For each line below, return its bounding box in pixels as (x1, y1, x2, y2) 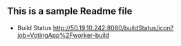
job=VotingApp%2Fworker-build (17, 31, 109, 39)
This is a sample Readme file (7, 5, 133, 17)
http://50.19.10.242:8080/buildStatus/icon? (53, 23, 174, 32)
